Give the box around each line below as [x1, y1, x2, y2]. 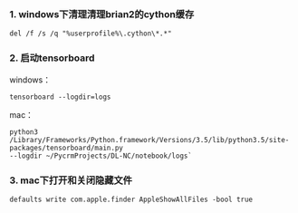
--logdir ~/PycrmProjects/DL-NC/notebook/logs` [9, 151, 193, 160]
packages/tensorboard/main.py [9, 143, 124, 152]
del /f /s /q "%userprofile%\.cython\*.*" [9, 29, 172, 38]
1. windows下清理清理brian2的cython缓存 [9, 7, 195, 20]
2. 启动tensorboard [9, 52, 95, 64]
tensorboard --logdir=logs [9, 92, 111, 102]
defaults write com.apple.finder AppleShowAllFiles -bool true [9, 195, 254, 204]
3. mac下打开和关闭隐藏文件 [9, 174, 133, 187]
